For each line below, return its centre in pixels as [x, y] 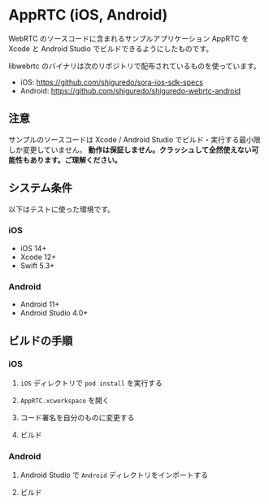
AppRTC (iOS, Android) [88, 15]
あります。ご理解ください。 [76, 159]
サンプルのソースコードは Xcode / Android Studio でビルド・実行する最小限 [134, 139]
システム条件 [41, 188]
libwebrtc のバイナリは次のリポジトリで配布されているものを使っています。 [135, 66]
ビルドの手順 [41, 340]
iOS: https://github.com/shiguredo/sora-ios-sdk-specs [111, 82]
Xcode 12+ [38, 257]
